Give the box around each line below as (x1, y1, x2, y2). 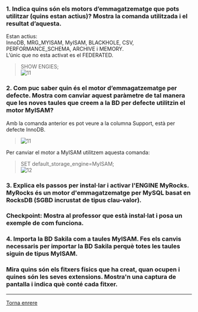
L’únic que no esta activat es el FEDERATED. (6, 52, 114, 59)
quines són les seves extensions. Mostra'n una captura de (6, 273, 176, 281)
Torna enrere (6, 299, 38, 306)
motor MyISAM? (6, 106, 54, 114)
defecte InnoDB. (6, 126, 46, 133)
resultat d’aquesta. (6, 19, 62, 28)
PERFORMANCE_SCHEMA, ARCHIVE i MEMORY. (6, 45, 124, 52)
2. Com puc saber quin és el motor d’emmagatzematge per (6, 84, 177, 93)
